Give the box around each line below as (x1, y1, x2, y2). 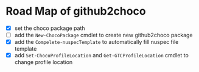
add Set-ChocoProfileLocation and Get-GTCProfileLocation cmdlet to (14, 52, 189, 59)
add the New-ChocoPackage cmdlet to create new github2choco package (14, 32, 193, 38)
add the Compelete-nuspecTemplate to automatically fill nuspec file (14, 38, 179, 46)
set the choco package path (14, 24, 86, 32)
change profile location (14, 59, 73, 66)
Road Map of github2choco (5, 4, 147, 18)
